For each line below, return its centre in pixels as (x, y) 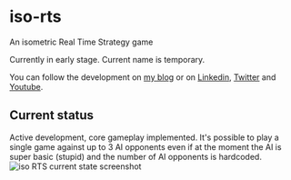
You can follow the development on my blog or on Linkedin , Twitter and (143, 77)
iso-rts (35, 17)
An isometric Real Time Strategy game (81, 42)
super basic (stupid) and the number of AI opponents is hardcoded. (135, 156)
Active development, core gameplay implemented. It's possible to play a (144, 137)
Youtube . (26, 86)
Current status (51, 115)
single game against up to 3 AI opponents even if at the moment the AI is (145, 146)
